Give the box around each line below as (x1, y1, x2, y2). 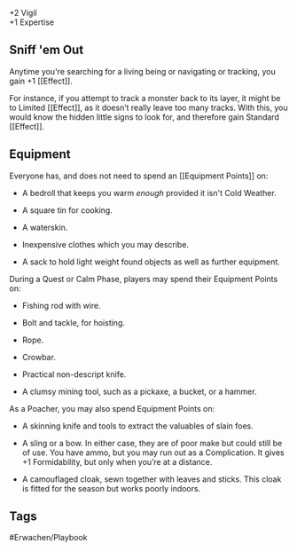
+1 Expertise (9, 17, 55, 28)
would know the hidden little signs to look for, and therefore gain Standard (9, 111, 279, 122)
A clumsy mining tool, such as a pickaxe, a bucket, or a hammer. (21, 386, 257, 397)
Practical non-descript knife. (21, 368, 127, 380)
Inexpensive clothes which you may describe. (21, 239, 189, 249)
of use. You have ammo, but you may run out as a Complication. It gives (21, 447, 285, 458)
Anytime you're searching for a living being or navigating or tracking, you (9, 66, 277, 76)
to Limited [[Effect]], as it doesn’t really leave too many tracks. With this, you (9, 102, 288, 113)
